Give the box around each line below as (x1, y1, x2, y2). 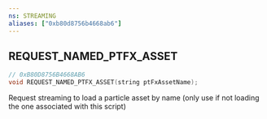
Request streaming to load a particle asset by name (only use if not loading (8, 93, 260, 103)
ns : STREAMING (8, 11, 57, 20)
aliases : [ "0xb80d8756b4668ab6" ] (8, 19, 122, 28)
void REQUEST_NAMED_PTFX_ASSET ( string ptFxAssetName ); (8, 79, 199, 87)
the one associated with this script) (8, 102, 126, 112)
